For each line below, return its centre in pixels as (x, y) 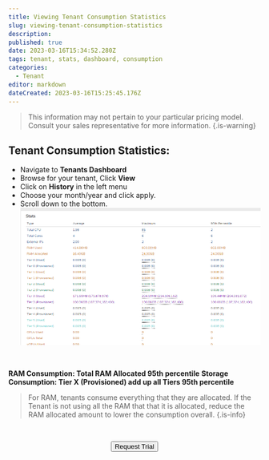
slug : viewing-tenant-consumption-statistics (85, 25)
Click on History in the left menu (74, 187)
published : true (35, 42)
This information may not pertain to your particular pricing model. (136, 117)
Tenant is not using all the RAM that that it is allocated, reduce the (136, 406)
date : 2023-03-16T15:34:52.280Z (62, 51)
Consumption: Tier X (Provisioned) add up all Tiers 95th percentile (121, 381)
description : (30, 34)
